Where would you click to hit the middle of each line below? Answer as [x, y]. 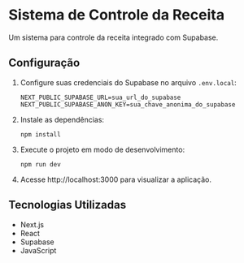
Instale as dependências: [62, 119]
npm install [40, 134]
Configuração [44, 63]
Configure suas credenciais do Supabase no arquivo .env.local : [129, 82]
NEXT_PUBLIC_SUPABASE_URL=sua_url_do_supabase [100, 97]
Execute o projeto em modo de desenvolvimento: [102, 149]
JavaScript [38, 250]
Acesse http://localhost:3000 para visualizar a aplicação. [116, 179]
